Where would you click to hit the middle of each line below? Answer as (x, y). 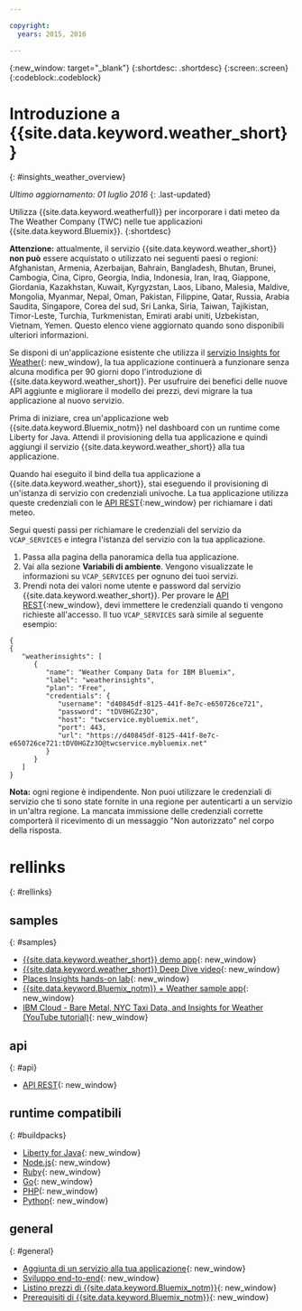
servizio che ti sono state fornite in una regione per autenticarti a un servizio (151, 801)
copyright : (30, 25)
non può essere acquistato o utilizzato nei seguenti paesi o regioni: (134, 258)
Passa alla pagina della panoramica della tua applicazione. (131, 557)
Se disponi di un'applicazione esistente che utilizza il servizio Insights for (145, 352)
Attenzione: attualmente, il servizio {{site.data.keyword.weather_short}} (143, 248)
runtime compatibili (65, 1114)
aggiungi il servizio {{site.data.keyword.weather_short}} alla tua (127, 447)
